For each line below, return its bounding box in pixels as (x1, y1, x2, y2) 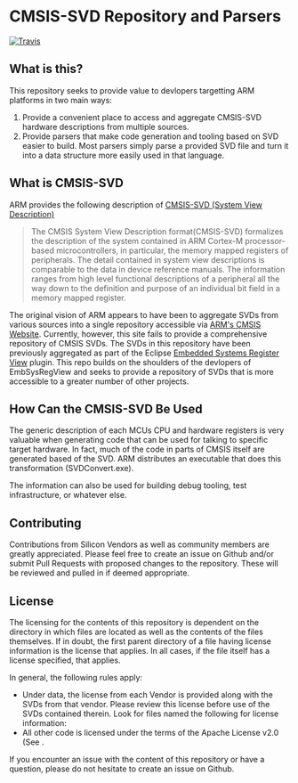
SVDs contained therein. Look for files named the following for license (21, 708, 279, 719)
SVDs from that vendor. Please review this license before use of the (21, 699, 270, 709)
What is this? (9, 61, 84, 77)
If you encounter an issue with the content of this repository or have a (9, 754, 265, 764)
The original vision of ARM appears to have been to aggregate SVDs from (9, 309, 278, 320)
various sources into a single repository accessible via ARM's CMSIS (9, 319, 262, 330)
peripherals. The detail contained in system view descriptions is (30, 254, 265, 265)
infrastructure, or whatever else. (9, 490, 127, 501)
